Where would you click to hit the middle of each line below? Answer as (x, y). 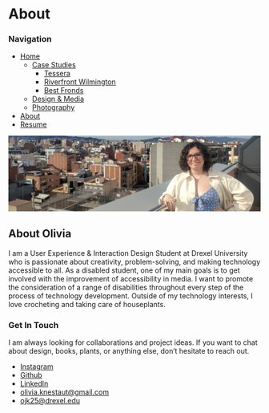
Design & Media (58, 99)
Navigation (30, 39)
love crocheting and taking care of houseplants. (87, 304)
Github (31, 375)
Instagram (36, 366)
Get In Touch (34, 325)
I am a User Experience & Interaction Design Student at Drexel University (128, 253)
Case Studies (54, 65)
